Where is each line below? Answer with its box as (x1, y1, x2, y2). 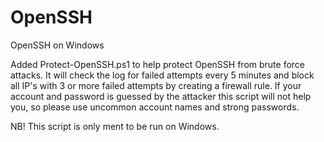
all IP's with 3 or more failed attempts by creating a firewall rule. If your (10, 79, 302, 91)
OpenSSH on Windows (10, 39, 105, 51)
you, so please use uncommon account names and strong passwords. (10, 101, 300, 113)
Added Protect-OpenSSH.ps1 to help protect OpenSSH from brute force (10, 58, 306, 70)
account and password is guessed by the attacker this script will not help (10, 90, 312, 102)
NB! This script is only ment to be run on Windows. (10, 120, 220, 132)
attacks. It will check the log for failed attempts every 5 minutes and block (10, 69, 315, 81)
